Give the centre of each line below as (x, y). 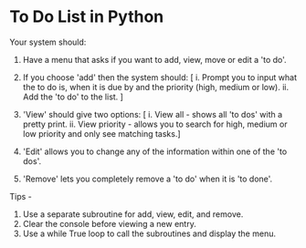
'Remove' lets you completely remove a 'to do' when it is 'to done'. (148, 179)
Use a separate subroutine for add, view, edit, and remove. (133, 214)
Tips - (21, 196)
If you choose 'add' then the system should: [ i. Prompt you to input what (160, 77)
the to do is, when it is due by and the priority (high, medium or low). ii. (156, 87)
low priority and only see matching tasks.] (101, 133)
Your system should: (48, 42)
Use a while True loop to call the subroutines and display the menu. (149, 233)
